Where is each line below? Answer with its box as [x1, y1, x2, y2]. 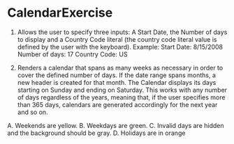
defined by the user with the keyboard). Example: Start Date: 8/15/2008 [17, 42, 224, 51]
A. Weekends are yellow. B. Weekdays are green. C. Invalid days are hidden [7, 121, 224, 129]
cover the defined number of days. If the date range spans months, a [17, 71, 217, 79]
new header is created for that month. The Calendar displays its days [17, 78, 217, 86]
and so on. [17, 108, 48, 116]
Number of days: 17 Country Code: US [17, 50, 128, 58]
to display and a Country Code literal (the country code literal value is [17, 35, 217, 43]
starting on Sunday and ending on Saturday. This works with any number [17, 86, 228, 94]
